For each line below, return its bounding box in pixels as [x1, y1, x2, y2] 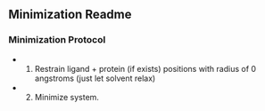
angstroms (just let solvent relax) [34, 73, 156, 83]
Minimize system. [34, 91, 100, 102]
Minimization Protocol [8, 34, 106, 46]
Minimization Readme [8, 7, 132, 22]
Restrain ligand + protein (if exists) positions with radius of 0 [34, 63, 256, 74]
